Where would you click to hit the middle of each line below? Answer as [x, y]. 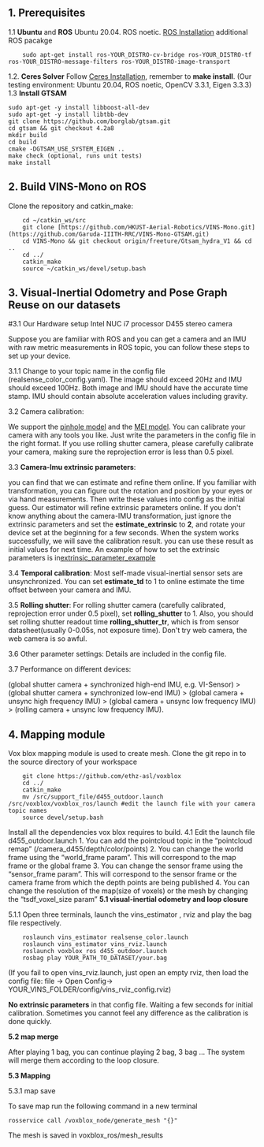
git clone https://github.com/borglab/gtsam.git [89, 121]
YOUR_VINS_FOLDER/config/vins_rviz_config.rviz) [90, 989]
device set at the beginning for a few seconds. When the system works [124, 533]
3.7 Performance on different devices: [70, 669]
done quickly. [30, 1022]
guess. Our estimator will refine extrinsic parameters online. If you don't [125, 508]
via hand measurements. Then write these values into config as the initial [127, 499]
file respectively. [35, 923]
